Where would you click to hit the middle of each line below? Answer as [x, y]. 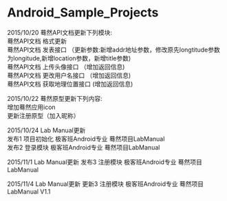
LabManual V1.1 [29, 191]
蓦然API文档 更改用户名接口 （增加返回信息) [69, 75]
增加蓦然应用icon [32, 107]
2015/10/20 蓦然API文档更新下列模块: [60, 32]
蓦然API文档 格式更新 [37, 41]
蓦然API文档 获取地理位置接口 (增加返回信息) [70, 84]
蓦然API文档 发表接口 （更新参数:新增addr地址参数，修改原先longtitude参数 [113, 49]
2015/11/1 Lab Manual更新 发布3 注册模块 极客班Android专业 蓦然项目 [105, 162]
